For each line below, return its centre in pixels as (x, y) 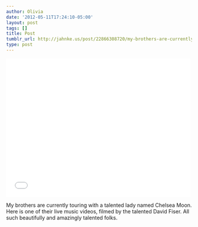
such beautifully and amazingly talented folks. (62, 218)
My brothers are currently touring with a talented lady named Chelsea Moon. (99, 205)
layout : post (22, 22)
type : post (19, 45)
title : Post (21, 34)
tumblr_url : (21, 39)
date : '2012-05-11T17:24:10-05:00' (50, 17)
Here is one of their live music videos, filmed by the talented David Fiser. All (98, 211)
